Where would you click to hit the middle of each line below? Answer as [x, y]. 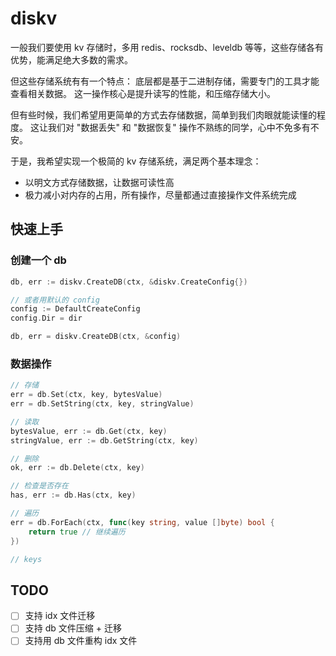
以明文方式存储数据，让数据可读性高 [99, 182]
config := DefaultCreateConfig [75, 309]
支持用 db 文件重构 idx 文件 [81, 641]
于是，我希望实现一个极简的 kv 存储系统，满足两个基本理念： [136, 161]
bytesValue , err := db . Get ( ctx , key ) [89, 431]
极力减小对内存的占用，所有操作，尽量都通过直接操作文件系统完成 [160, 194]
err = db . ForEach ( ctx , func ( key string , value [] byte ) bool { [142, 522]
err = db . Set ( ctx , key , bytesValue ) [86, 395]
